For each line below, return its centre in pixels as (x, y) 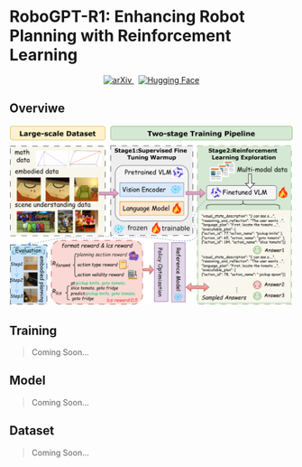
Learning (44, 55)
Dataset (32, 431)
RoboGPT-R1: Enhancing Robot (127, 17)
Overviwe (37, 109)
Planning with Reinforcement (120, 36)
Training (33, 330)
